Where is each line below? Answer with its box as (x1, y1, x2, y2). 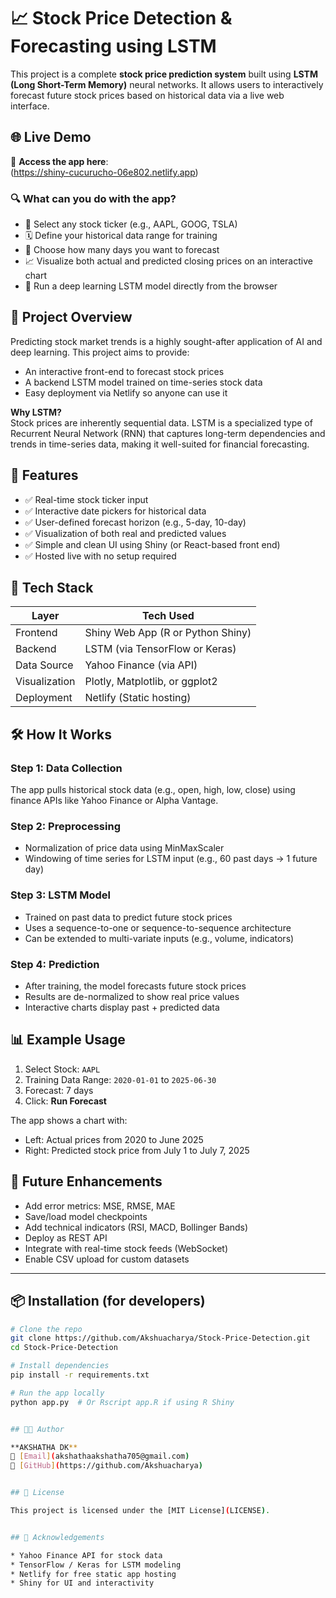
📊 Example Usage (10, 1031, 126, 1049)
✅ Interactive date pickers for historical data (24, 505, 207, 517)
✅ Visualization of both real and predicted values (24, 527, 227, 539)
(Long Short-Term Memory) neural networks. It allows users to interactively (10, 78, 324, 90)
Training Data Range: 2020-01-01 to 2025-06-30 (24, 1073, 217, 1085)
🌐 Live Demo (10, 129, 92, 146)
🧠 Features (10, 467, 79, 484)
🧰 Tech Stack (10, 580, 94, 597)
